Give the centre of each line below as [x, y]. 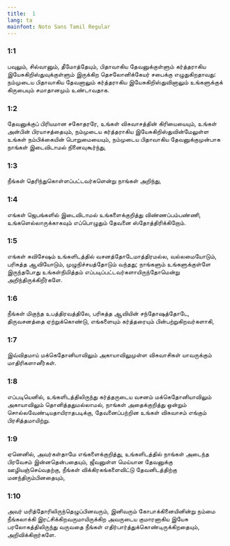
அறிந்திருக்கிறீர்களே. [35, 279]
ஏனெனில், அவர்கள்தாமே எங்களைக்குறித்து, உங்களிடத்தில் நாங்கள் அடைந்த [108, 454]
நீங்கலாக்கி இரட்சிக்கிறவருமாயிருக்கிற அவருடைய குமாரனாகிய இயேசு [98, 519]
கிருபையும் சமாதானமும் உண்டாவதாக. [58, 90]
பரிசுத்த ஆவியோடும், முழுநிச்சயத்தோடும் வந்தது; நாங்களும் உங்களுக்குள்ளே [109, 264]
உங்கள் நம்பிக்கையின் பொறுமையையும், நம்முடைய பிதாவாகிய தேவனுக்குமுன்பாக [114, 139]
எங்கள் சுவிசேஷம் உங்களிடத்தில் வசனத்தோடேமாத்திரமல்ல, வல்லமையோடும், [112, 256]
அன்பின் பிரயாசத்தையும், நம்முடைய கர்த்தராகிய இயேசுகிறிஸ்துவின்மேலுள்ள [108, 131]
